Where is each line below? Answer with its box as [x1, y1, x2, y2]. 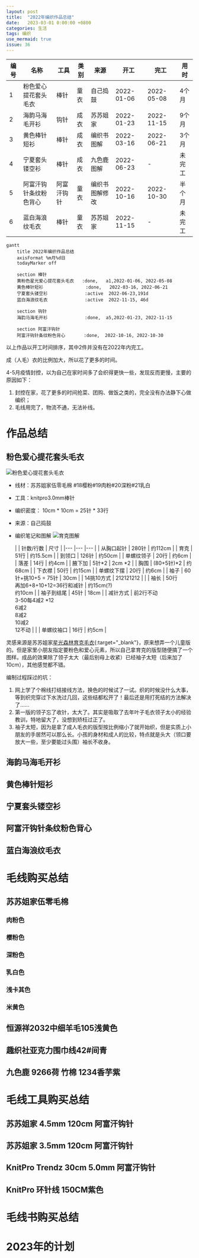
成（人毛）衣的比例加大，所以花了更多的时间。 [6, 356, 120, 363]
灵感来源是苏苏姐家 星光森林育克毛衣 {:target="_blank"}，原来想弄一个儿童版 [6, 638, 191, 646]
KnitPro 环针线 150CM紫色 [6, 1184, 104, 1195]
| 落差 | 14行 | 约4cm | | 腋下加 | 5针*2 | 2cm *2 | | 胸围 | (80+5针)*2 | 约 [14, 559, 192, 567]
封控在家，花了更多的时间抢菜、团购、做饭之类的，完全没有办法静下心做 [14, 389, 191, 396]
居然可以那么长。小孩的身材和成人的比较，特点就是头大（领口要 [35, 730, 191, 738]
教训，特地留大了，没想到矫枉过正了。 [14, 716, 108, 723]
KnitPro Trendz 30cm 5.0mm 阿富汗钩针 [6, 1162, 156, 1173]
